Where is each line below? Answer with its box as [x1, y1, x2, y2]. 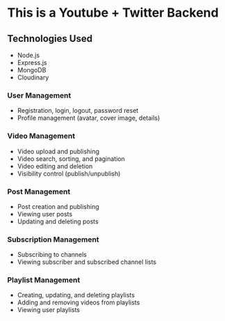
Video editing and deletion [17, 162, 93, 170]
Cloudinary [17, 73, 49, 81]
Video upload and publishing [17, 147, 99, 155]
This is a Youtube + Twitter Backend [7, 5, 219, 21]
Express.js [17, 58, 47, 67]
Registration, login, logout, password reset [17, 107, 139, 115]
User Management [7, 91, 72, 100]
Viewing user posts [17, 210, 73, 218]
